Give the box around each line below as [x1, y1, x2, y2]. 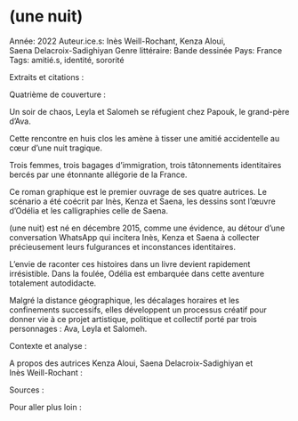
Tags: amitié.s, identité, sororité [9, 54, 125, 65]
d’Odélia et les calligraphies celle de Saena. [9, 205, 169, 215]
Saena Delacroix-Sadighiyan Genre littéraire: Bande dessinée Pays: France [9, 45, 283, 55]
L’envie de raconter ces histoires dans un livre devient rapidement [9, 258, 251, 269]
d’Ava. [9, 116, 31, 126]
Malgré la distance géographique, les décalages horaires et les [9, 295, 240, 305]
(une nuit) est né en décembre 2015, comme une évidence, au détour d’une [9, 223, 286, 233]
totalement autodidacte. [9, 278, 97, 288]
